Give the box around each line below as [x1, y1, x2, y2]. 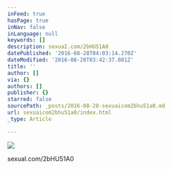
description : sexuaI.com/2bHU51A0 [7, 43, 109, 50]
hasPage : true [7, 17, 49, 24]
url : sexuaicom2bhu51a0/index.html [7, 109, 112, 116]
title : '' [7, 63, 37, 70]
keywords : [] [7, 37, 46, 44]
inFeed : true [7, 10, 46, 18]
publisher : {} [7, 89, 49, 96]
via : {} [7, 76, 30, 83]
